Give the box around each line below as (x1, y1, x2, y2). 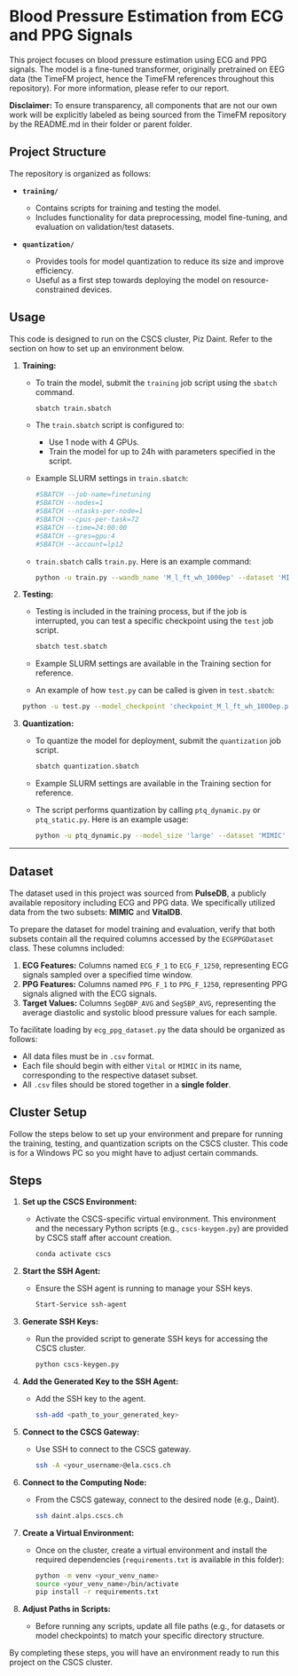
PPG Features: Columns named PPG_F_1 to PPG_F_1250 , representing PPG (21, 978, 288, 989)
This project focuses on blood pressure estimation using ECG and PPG (9, 54, 268, 65)
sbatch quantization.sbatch (35, 762, 139, 771)
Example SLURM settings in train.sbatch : (35, 473, 189, 484)
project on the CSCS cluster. (9, 1657, 114, 1668)
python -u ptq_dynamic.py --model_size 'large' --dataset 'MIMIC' (35, 832, 286, 841)
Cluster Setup (9, 1105, 87, 1120)
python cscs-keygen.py (35, 1360, 120, 1369)
